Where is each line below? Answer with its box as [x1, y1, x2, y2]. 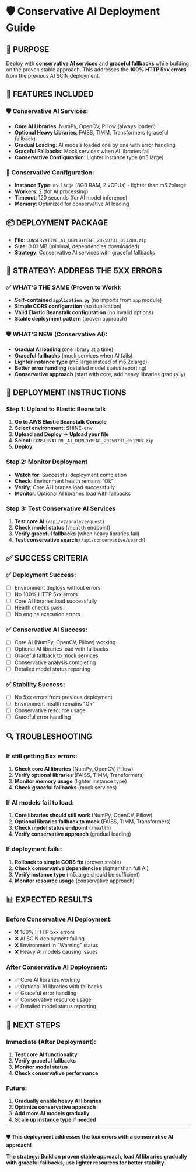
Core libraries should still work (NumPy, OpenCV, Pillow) [14, 812, 153, 819]
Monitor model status [14, 1063, 68, 1071]
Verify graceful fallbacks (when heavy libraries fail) [14, 530, 140, 537]
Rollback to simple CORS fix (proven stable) [14, 858, 121, 865]
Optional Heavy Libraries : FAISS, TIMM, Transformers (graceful [14, 129, 169, 136]
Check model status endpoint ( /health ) [14, 824, 111, 831]
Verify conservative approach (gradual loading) [14, 830, 131, 837]
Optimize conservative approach [14, 1104, 96, 1111]
